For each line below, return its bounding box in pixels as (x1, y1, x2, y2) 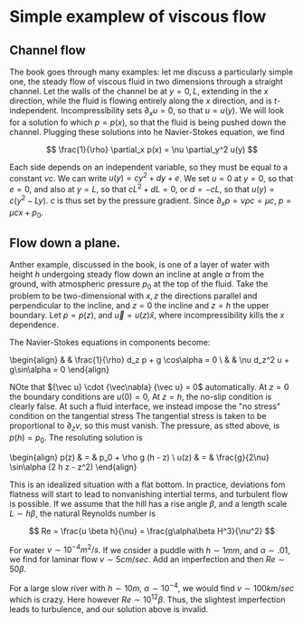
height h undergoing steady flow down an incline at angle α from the (9, 269, 265, 280)
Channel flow (9, 43, 86, 58)
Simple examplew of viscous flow (9, 6, 267, 27)
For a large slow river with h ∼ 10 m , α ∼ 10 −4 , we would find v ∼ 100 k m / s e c (9, 581, 295, 593)
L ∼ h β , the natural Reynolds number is (9, 508, 156, 519)
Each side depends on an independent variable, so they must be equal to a (9, 161, 288, 172)
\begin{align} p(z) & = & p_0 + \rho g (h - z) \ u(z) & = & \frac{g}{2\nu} (9, 452, 270, 462)
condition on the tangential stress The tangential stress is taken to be (9, 410, 267, 421)
